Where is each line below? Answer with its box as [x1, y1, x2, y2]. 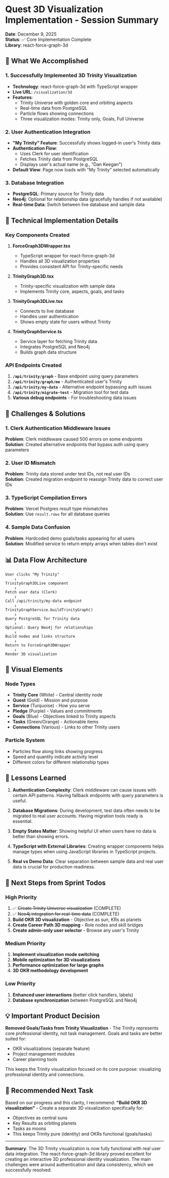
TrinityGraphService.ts [12, 328, 62, 334]
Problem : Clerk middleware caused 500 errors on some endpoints [5, 436, 143, 442]
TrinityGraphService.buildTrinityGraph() [5, 607, 94, 613]
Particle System [5, 737, 45, 744]
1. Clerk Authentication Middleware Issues [5, 424, 111, 431]
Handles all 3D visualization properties [20, 258, 100, 264]
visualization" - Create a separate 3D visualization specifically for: [5, 1105, 144, 1111]
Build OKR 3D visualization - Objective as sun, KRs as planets [12, 917, 142, 923]
